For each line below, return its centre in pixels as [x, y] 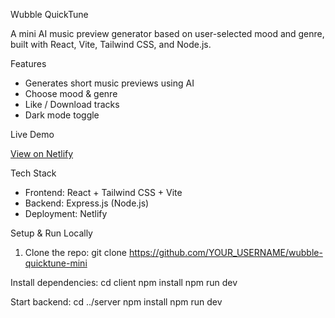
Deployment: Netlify [66, 213]
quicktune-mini [56, 263]
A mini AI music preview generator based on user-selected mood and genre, [167, 33]
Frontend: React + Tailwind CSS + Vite [103, 192]
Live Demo [32, 134]
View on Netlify [42, 153]
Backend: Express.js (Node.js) [87, 203]
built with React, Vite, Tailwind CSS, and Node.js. [111, 44]
